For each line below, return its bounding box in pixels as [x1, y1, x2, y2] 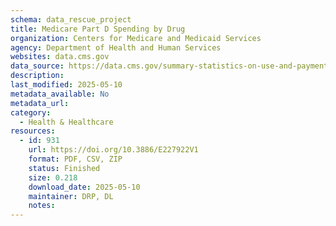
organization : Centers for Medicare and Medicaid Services [10, 33, 262, 43]
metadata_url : [10, 98, 70, 108]
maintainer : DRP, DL [28, 191, 114, 201]
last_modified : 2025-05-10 [10, 80, 123, 90]
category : [10, 107, 52, 118]
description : [10, 71, 65, 81]
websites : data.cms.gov [10, 52, 110, 62]
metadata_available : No [10, 89, 110, 99]
